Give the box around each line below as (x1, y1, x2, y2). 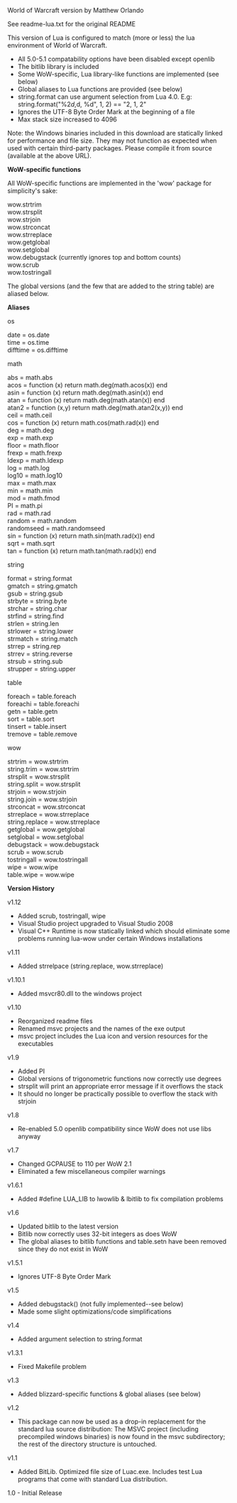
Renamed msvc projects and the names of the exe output (17, 1025, 186, 1033)
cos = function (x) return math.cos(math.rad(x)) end (7, 419, 160, 426)
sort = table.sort (7, 715, 55, 723)
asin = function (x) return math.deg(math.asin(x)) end (7, 388, 164, 397)
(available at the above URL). (7, 152, 92, 160)
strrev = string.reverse (7, 649, 73, 658)
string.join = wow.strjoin (7, 795, 77, 803)
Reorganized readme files (17, 1017, 94, 1025)
